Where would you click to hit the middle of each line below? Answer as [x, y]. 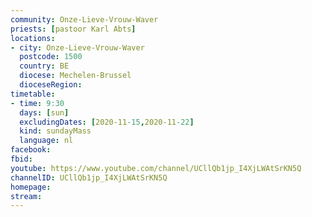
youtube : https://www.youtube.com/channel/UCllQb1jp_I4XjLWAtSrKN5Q [156, 168]
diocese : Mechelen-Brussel [75, 76]
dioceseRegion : [51, 85]
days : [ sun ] [44, 112]
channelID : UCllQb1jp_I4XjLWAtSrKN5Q [89, 177]
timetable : [33, 94]
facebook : [31, 150]
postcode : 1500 [51, 57]
